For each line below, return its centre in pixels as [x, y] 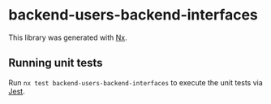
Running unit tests [56, 63]
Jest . [17, 91]
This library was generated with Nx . [68, 37]
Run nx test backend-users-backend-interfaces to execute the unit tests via [136, 82]
